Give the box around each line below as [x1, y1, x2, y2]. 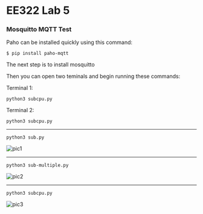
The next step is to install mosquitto [6, 61, 95, 68]
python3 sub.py [6, 134, 45, 140]
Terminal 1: [6, 84, 33, 92]
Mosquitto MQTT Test [6, 25, 72, 34]
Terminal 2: [6, 107, 34, 114]
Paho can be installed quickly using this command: [6, 39, 133, 46]
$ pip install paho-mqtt [6, 51, 69, 57]
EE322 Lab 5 [6, 4, 70, 17]
